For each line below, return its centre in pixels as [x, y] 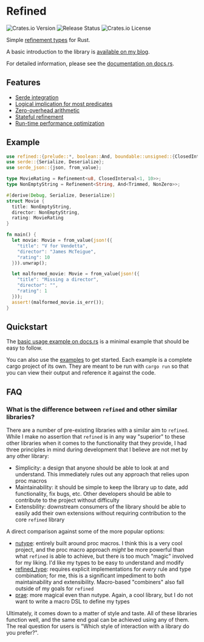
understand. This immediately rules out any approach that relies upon [102, 474]
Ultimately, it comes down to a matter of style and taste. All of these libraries [102, 613]
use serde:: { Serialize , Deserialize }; [55, 162]
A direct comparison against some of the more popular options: [86, 532]
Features [23, 83]
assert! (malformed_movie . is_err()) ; [58, 302]
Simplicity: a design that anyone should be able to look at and [92, 468]
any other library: [28, 456]
